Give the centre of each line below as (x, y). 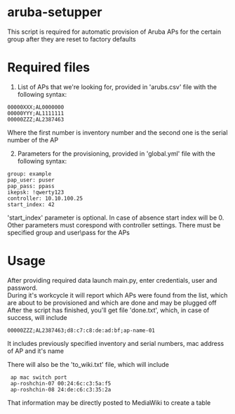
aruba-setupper (55, 12)
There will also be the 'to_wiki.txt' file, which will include (88, 364)
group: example (29, 174)
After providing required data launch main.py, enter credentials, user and (112, 280)
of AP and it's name (36, 351)
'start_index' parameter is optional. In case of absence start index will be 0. (116, 218)
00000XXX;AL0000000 (36, 107)
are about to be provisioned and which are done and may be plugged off (112, 302)
